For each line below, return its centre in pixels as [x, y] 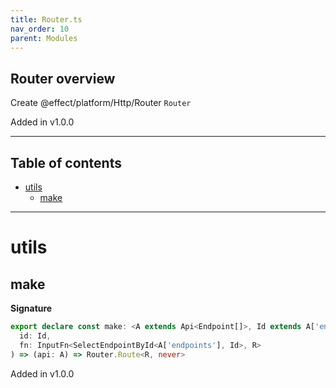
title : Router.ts [46, 19]
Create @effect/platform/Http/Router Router [101, 103]
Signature [31, 308]
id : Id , [35, 336]
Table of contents [66, 162]
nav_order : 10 [40, 29]
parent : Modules [44, 38]
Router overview [63, 78]
